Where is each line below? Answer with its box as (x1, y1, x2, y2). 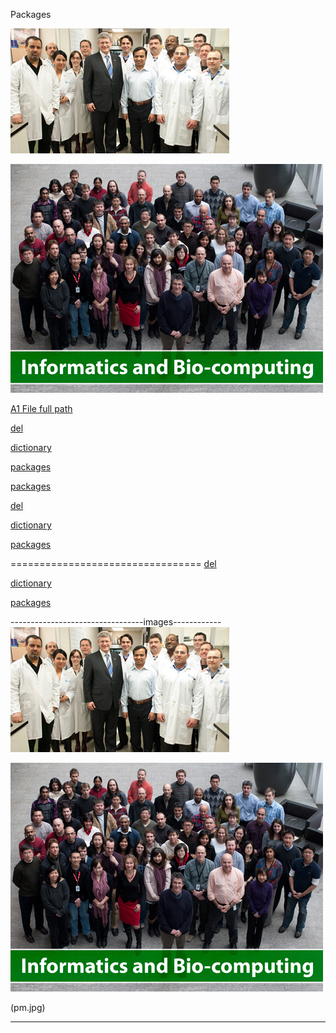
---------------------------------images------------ (10, 616, 222, 628)
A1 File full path (10, 403, 73, 414)
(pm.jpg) (10, 1002, 46, 1013)
